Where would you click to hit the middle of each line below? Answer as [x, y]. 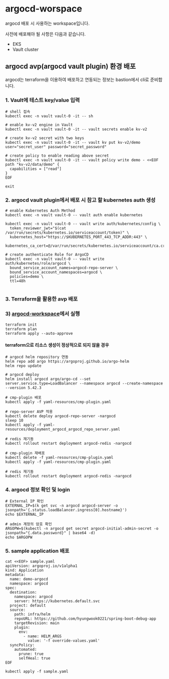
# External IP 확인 [25, 501]
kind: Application [24, 570]
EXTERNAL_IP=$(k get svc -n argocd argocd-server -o [62, 506]
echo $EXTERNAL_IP [24, 515]
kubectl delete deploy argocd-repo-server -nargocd [60, 416]
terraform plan [21, 329]
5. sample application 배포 [37, 551]
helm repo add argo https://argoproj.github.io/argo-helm [67, 361]
